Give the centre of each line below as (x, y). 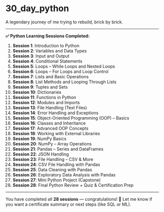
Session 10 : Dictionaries (37, 92)
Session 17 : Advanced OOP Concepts (51, 128)
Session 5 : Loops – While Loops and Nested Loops (64, 66)
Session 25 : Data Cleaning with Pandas (52, 169)
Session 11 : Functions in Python (44, 97)
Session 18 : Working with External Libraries (56, 133)
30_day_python (37, 9)
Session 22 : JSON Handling (41, 154)
